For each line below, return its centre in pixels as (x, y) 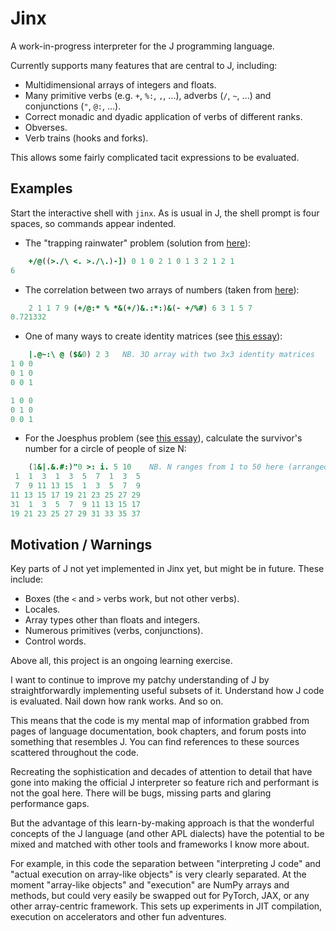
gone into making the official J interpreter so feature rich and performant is (165, 783)
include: (27, 579)
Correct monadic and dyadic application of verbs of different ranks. (163, 116)
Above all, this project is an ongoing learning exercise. (121, 661)
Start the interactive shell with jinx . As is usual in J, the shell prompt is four (165, 213)
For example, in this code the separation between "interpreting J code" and (166, 864)
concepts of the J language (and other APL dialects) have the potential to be (167, 834)
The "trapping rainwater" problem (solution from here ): (138, 243)
